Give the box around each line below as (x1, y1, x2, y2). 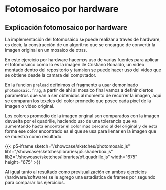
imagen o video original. (5, 103, 55, 109)
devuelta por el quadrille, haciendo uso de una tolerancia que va (5, 118, 137, 124)
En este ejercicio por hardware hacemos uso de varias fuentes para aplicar (5, 57, 159, 63)
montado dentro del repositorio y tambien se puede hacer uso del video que (5, 67, 162, 73)
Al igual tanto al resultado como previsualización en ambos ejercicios (5, 169, 147, 175)
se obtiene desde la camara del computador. (5, 72, 97, 78)
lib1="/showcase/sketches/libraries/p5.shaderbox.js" (5, 149, 113, 154)
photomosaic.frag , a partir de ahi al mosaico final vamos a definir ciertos (5, 87, 153, 93)
